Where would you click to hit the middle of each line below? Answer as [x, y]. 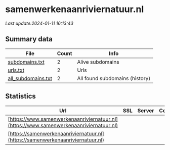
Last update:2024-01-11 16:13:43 [39, 23]
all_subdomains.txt [30, 78]
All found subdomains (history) [114, 78]
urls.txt [16, 70]
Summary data [29, 39]
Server [146, 111]
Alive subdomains [98, 62]
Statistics [21, 96]
